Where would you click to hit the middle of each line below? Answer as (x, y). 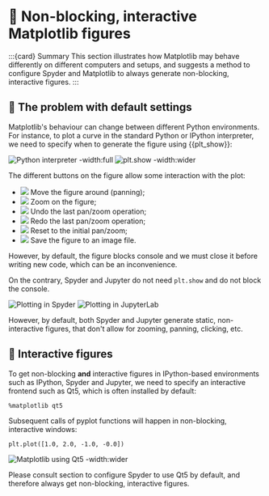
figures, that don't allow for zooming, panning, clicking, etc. (145, 329)
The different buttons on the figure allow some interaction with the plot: (127, 175)
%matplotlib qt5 (36, 405)
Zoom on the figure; (63, 201)
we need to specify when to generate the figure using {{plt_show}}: (120, 144)
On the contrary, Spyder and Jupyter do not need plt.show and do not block (135, 280)
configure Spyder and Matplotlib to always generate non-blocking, (119, 73)
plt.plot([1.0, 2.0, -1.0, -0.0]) (67, 444)
